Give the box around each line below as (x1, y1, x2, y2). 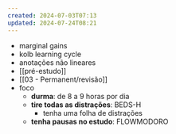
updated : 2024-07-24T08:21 (7, 19, 97, 27)
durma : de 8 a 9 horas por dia (30, 91, 130, 101)
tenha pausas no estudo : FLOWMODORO (30, 117, 169, 126)
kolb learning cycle (18, 49, 81, 59)
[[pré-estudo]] (18, 66, 67, 75)
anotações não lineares (18, 57, 96, 67)
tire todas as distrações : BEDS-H (30, 100, 142, 109)
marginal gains (18, 40, 68, 50)
